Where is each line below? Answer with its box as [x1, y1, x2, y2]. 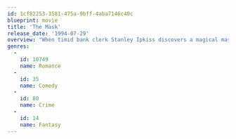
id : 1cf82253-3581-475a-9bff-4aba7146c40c [7, 10, 133, 18]
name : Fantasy [20, 121, 61, 128]
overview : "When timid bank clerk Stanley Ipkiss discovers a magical [7, 37, 218, 44]
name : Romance [20, 62, 61, 69]
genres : [7, 43, 30, 50]
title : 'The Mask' [7, 23, 61, 30]
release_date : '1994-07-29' [7, 29, 90, 37]
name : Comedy [20, 82, 58, 89]
